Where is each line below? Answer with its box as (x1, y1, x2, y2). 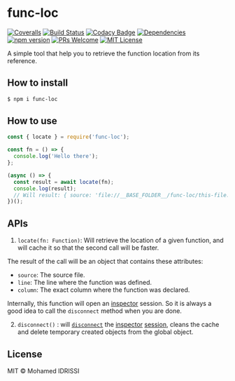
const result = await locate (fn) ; (13, 178, 114, 185)
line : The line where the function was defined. (17, 279, 152, 287)
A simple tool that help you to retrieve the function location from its (7, 49, 200, 58)
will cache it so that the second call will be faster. (17, 243, 159, 252)
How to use (7, 115, 57, 127)
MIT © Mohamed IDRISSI (7, 366, 80, 375)
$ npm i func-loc (7, 95, 58, 102)
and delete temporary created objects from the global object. (17, 328, 194, 336)
